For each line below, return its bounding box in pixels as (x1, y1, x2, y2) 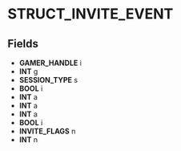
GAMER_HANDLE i (18, 58, 82, 67)
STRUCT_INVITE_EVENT (7, 5, 174, 23)
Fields (7, 37, 39, 51)
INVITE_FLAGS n (18, 126, 76, 136)
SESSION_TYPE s (18, 75, 78, 84)
